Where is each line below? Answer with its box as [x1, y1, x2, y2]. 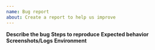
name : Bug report [6, 8, 49, 15]
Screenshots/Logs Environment [6, 37, 87, 44]
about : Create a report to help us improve [6, 14, 116, 20]
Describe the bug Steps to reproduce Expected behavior [6, 30, 149, 37]
